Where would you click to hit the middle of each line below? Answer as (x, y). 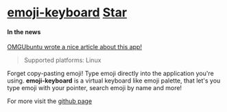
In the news (24, 31)
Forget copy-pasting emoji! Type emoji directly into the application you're (110, 74)
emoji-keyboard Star (67, 13)
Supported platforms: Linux (62, 60)
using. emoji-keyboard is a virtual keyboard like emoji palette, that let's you (114, 81)
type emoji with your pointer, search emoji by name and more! (95, 88)
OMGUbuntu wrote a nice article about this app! (75, 47)
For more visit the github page (50, 101)
